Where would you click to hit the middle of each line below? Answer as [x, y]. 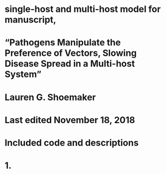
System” [23, 75]
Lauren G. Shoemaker [50, 97]
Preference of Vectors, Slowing [71, 53]
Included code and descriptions [72, 143]
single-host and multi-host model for [83, 9]
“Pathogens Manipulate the [63, 43]
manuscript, [31, 20]
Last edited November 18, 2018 [70, 120]
